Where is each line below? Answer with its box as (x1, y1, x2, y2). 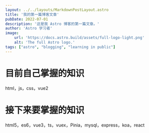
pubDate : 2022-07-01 (5, 16, 49, 21)
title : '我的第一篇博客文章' (5, 12, 59, 17)
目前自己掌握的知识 (5, 67, 85, 79)
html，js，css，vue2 (5, 85, 49, 91)
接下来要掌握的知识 (5, 104, 85, 115)
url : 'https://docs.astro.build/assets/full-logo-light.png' (14, 35, 144, 40)
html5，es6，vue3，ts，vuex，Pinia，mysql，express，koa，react (5, 122, 145, 128)
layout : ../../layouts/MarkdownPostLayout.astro (5, 7, 109, 12)
